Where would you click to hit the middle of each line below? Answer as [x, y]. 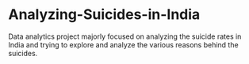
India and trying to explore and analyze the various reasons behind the [124, 44]
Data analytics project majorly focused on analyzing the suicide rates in [125, 36]
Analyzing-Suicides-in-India [104, 15]
